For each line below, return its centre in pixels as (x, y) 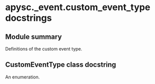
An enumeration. (22, 77)
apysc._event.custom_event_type (78, 7)
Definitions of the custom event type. (44, 49)
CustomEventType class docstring (61, 65)
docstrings (29, 18)
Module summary (34, 37)
